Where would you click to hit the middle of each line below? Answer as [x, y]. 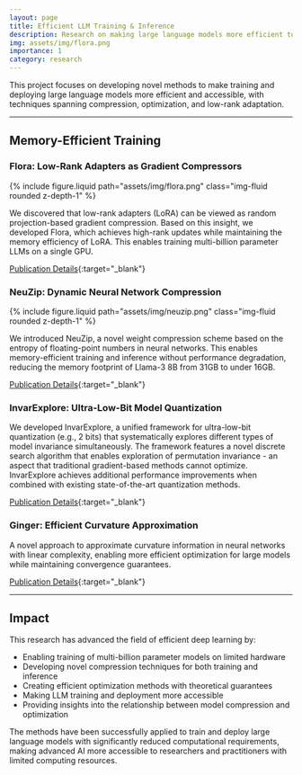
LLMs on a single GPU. [51, 251]
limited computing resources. [63, 761]
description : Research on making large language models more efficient [146, 34]
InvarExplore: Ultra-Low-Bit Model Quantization [116, 407]
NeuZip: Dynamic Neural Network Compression [115, 291]
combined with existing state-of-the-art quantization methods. [125, 485]
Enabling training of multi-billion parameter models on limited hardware [154, 657]
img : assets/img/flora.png [60, 43]
